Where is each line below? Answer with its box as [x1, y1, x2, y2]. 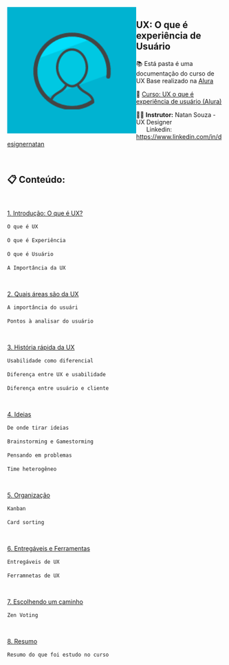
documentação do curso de [136, 69, 215, 78]
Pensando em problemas [7, 452, 72, 459]
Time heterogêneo [7, 466, 57, 472]
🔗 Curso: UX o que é [136, 89, 195, 98]
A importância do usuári [7, 304, 78, 311]
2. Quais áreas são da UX [7, 290, 79, 298]
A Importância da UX [7, 264, 67, 271]
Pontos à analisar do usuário [7, 318, 94, 325]
